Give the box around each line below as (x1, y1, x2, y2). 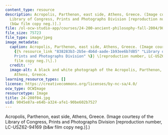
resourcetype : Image (5, 91, 48, 96)
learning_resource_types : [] (5, 77, 66, 82)
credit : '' (9, 63, 32, 68)
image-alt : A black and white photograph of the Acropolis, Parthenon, (9, 68, 162, 73)
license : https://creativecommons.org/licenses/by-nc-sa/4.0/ (5, 81, 137, 86)
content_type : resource (5, 7, 55, 12)
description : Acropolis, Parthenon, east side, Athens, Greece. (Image (5, 12, 157, 17)
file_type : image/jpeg (5, 35, 52, 40)
